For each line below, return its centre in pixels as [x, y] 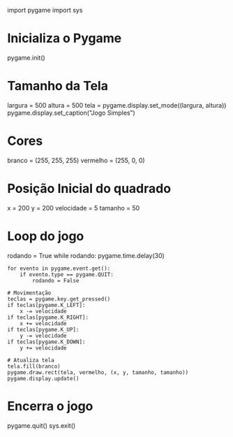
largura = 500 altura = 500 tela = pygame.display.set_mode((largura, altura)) [117, 105]
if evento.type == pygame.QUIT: [67, 274]
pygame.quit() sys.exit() [42, 425]
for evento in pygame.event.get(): [59, 268]
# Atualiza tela [31, 360]
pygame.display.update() [43, 378]
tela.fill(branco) [34, 366]
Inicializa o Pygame [65, 38]
